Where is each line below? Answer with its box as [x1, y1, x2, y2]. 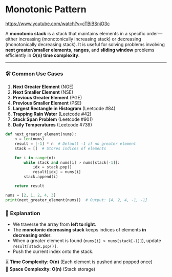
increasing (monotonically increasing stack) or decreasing [18, 36, 142, 42]
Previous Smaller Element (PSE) [12, 100, 82, 106]
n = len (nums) [14, 137, 45, 142]
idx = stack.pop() [32, 165, 72, 170]
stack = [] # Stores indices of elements [14, 146, 106, 151]
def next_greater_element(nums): [5, 132, 77, 137]
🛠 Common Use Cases [5, 70, 63, 77]
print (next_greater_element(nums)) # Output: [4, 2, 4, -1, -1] [5, 197, 147, 203]
